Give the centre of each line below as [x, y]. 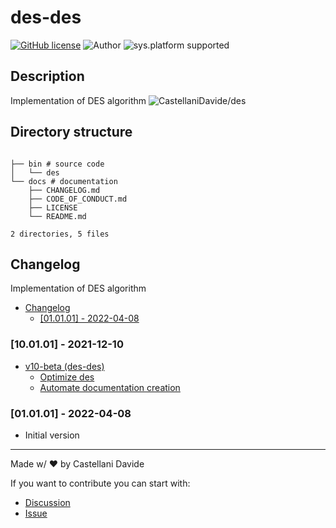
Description [47, 76]
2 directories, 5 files [60, 234]
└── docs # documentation [64, 181]
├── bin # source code [57, 164]
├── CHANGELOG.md [64, 190]
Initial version [52, 435]
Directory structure [71, 132]
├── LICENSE [53, 207]
